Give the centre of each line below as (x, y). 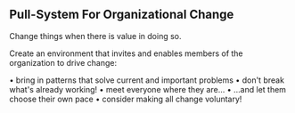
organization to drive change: (63, 62)
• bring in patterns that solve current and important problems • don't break (147, 80)
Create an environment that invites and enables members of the (126, 53)
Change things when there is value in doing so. (95, 36)
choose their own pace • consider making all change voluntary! (126, 99)
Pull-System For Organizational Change (122, 15)
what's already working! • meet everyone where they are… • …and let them (148, 89)
